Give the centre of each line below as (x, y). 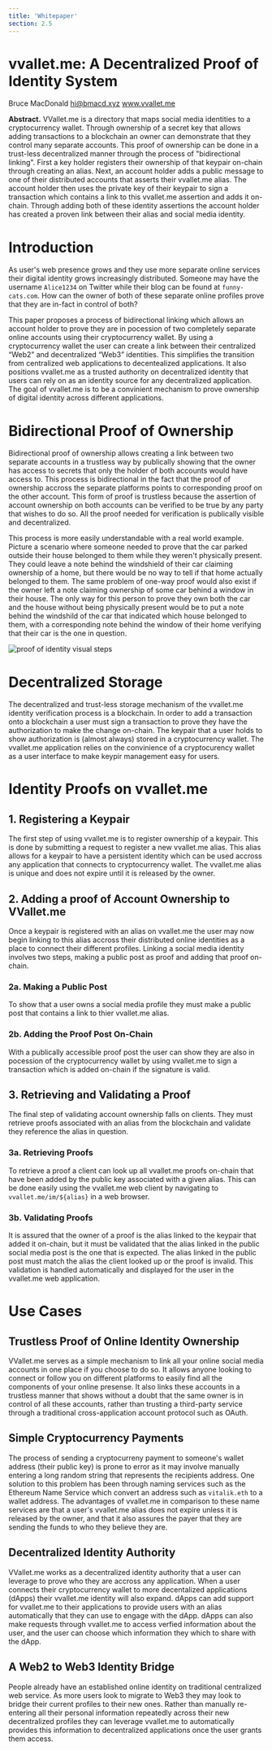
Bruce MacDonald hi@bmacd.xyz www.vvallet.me (92, 103)
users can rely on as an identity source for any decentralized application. (130, 381)
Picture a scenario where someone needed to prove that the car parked (128, 547)
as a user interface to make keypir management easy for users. (114, 757)
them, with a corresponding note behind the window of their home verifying (135, 625)
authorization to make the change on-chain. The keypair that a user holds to (136, 731)
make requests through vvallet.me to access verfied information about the (132, 1624)
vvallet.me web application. (54, 1279)
